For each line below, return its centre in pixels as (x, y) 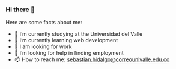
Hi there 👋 (20, 10)
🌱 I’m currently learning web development (66, 40)
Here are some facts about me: (44, 23)
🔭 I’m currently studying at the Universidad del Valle (78, 34)
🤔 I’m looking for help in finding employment (69, 53)
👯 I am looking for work (43, 46)
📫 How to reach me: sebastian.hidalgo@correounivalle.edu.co (92, 59)
